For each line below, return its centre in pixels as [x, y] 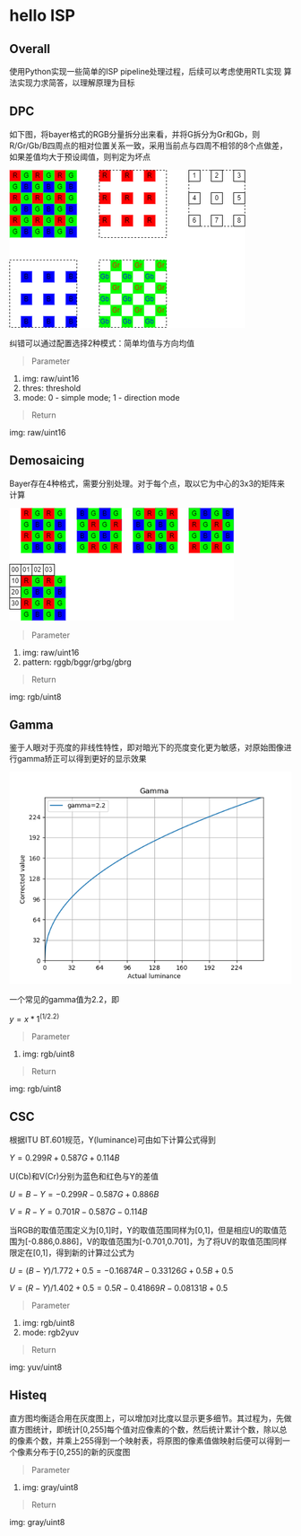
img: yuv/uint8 [36, 1367]
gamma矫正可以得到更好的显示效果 [82, 759]
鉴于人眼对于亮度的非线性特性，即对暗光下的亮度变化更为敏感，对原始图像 [146, 747]
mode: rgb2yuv [50, 1332]
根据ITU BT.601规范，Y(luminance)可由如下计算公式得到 [113, 1139]
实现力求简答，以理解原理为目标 [76, 83]
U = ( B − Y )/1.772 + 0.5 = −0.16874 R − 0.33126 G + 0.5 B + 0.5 [121, 1270]
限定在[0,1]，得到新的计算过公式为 [72, 1252]
